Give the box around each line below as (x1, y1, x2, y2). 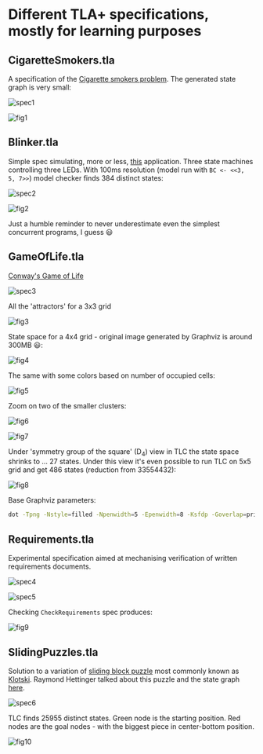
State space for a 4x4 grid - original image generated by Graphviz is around (8, 331, 253, 341)
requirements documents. (8, 562, 92, 571)
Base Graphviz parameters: (8, 496, 96, 505)
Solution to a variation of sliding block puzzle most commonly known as (8, 666, 240, 675)
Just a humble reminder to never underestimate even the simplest (8, 218, 221, 229)
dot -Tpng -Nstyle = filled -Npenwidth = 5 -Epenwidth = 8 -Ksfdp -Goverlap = (8, 511, 247, 519)
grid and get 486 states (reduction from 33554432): (8, 465, 176, 474)
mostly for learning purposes (8, 22, 202, 40)
